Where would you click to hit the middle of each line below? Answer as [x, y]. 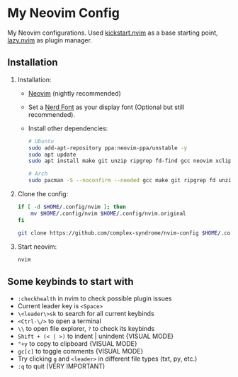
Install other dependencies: [68, 128]
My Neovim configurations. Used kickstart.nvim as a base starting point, [113, 33]
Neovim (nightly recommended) [75, 93]
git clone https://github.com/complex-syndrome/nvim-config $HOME [118, 233]
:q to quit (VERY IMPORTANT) [61, 366]
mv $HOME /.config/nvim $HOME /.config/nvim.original [108, 213]
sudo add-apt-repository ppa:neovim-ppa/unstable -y [108, 148]
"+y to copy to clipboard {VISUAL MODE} [77, 344]
